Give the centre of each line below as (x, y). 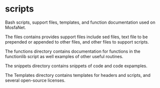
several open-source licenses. (35, 80)
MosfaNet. (16, 27)
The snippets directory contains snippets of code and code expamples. (76, 66)
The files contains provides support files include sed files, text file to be (76, 37)
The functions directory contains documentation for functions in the (73, 51)
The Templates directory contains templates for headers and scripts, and (78, 75)
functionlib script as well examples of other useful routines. (64, 56)
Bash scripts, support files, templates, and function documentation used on (80, 22)
